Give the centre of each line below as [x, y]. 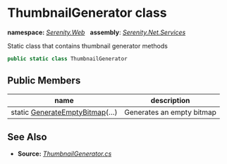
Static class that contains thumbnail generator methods [87, 46]
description [170, 100]
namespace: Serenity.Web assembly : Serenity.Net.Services [97, 32]
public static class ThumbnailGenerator [68, 59]
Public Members [44, 81]
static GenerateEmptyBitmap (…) [64, 112]
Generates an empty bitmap [171, 112]
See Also [27, 137]
